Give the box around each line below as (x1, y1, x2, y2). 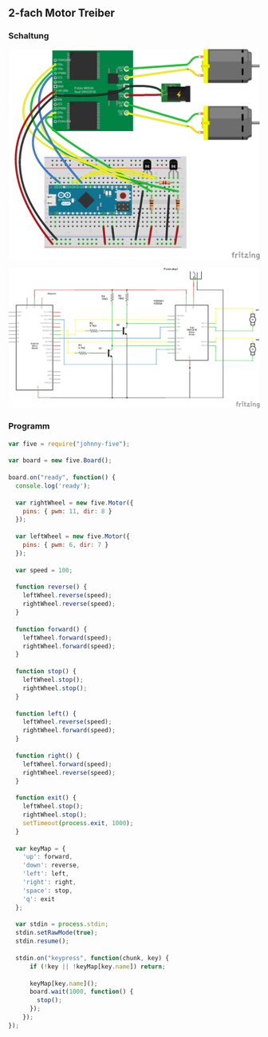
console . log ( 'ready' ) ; (15, 481, 91, 490)
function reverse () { (15, 583, 88, 591)
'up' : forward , (22, 853, 73, 861)
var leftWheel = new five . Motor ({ (15, 532, 130, 540)
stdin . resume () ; (15, 937, 69, 946)
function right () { (15, 752, 81, 760)
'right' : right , (22, 879, 77, 887)
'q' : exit (22, 895, 56, 903)
